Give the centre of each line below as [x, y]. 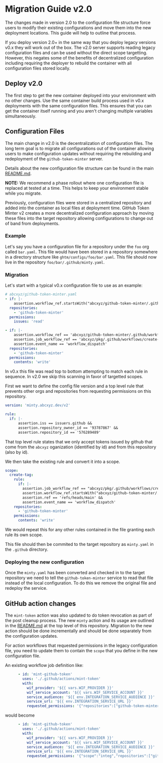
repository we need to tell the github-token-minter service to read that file [79, 578]
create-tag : [22, 475]
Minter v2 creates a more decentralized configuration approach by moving [80, 213]
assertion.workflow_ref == [41, 335]
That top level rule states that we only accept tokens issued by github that [79, 442]
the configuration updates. [32, 636]
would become [20, 715]
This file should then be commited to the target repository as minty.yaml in [79, 544]
